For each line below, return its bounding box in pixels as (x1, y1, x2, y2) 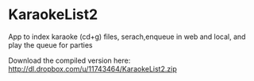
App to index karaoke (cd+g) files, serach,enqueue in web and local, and (8, 32, 246, 41)
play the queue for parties (8, 40, 93, 49)
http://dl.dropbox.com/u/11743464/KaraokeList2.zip (8, 64, 177, 73)
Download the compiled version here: (8, 56, 131, 65)
